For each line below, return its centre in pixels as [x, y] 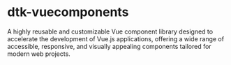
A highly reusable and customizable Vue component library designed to [110, 31]
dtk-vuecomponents [68, 12]
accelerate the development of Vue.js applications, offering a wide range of [116, 38]
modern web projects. [39, 54]
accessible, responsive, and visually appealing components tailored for [109, 46]
